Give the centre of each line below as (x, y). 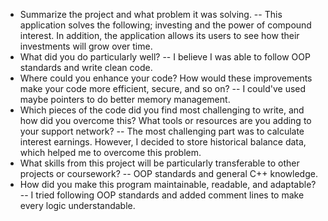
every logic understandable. (77, 205)
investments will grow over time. (86, 46)
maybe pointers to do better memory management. (125, 99)
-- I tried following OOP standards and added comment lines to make (162, 195)
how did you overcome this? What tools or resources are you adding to (165, 120)
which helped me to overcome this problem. (110, 152)
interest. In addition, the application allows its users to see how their (159, 35)
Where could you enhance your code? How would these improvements (166, 78)
